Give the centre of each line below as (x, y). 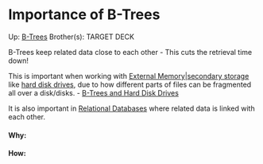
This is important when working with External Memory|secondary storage (129, 76)
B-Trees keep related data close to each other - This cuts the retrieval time (130, 52)
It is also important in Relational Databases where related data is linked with (132, 108)
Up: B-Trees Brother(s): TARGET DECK (72, 37)
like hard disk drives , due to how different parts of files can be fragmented (130, 84)
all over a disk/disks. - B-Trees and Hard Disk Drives (93, 92)
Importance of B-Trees (84, 15)
